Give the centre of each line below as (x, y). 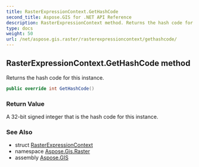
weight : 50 (20, 34)
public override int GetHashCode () (50, 89)
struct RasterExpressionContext (54, 145)
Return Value (25, 103)
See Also (19, 132)
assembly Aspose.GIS (41, 157)
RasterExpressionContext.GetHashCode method (98, 63)
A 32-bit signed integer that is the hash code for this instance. (82, 116)
